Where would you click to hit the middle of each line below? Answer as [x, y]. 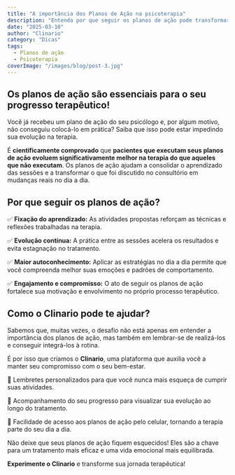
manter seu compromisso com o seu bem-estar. [77, 366]
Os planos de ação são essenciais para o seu [107, 94]
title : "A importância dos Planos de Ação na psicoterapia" [97, 14]
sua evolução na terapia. [43, 137]
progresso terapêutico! [59, 105]
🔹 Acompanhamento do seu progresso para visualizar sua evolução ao [109, 401]
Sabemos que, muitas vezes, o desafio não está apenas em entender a [109, 331]
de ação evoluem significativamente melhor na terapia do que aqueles [111, 158]
